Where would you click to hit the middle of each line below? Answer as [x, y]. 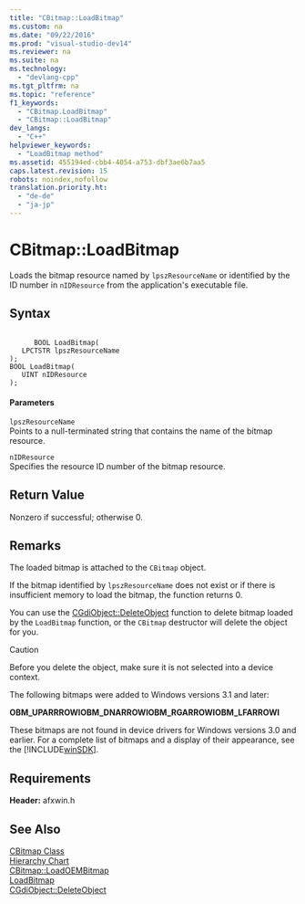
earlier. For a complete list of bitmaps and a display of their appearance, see [152, 740]
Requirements [50, 778]
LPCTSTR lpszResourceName [71, 351]
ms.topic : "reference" [52, 94]
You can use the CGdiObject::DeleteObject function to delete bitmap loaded [152, 613]
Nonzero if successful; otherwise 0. [76, 517]
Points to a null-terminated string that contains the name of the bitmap [141, 431]
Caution [24, 650]
